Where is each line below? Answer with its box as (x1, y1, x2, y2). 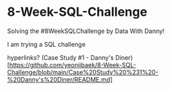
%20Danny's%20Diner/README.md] (7, 75, 112, 83)
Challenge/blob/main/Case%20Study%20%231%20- (7, 68, 159, 76)
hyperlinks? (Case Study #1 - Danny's (7, 53, 114, 62)
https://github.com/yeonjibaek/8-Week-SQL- (9, 60, 137, 69)
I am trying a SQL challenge (7, 40, 86, 48)
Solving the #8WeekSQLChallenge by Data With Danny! (7, 27, 165, 35)
